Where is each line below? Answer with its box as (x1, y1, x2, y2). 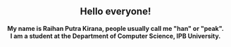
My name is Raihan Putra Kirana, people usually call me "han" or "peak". (7, 24, 224, 32)
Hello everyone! (80, 6, 151, 18)
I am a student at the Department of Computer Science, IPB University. (10, 32, 221, 40)
